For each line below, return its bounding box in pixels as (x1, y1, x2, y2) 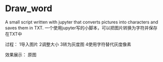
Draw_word (5, 3, 52, 14)
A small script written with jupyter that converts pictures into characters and (5, 19, 158, 25)
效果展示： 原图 (5, 52, 37, 58)
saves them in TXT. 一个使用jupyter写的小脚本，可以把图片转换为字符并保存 (5, 25, 158, 31)
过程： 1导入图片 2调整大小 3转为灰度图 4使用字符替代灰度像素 (5, 41, 131, 47)
